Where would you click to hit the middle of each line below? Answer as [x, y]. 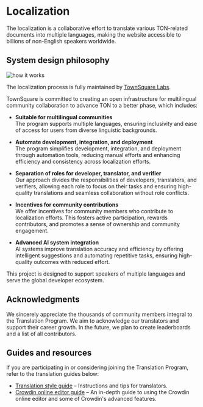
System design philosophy [58, 60]
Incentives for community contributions [67, 204]
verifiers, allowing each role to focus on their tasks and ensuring [96, 186]
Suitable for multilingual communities [64, 117]
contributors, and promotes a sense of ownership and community [98, 224]
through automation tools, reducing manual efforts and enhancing [98, 155]
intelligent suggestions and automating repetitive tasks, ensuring [96, 255]
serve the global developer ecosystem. [55, 280]
